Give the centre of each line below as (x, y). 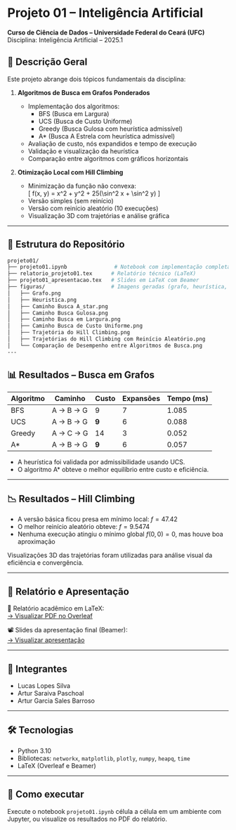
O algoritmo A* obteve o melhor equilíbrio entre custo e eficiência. (113, 469)
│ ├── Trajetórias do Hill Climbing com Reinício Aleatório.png (106, 339)
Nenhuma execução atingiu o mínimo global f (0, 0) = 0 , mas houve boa (120, 534)
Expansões (141, 398)
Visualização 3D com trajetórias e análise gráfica (99, 215)
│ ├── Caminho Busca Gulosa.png (58, 313)
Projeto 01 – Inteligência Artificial (105, 13)
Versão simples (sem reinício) (71, 200)
